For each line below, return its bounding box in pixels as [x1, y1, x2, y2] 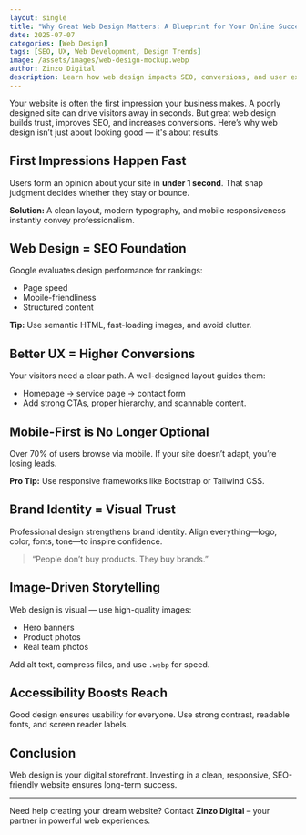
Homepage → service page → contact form [22, 388, 187, 399]
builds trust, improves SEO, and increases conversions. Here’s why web [9, 117, 278, 128]
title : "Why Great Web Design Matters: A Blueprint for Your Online [9, 22, 275, 31]
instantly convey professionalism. [9, 214, 135, 225]
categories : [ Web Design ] [9, 38, 107, 48]
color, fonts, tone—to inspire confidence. [9, 535, 163, 547]
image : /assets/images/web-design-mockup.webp [9, 56, 189, 65]
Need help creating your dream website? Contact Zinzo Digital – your [9, 806, 270, 817]
